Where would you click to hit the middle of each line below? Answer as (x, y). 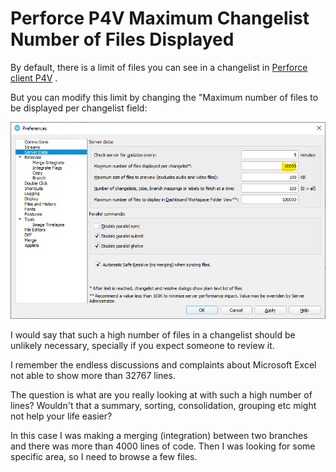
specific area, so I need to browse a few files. (104, 457)
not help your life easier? (61, 416)
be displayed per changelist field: (79, 108)
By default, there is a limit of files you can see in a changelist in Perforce (159, 67)
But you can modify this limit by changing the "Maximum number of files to (164, 97)
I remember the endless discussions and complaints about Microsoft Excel (163, 365)
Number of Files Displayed (122, 39)
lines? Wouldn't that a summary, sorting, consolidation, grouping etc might (163, 406)
